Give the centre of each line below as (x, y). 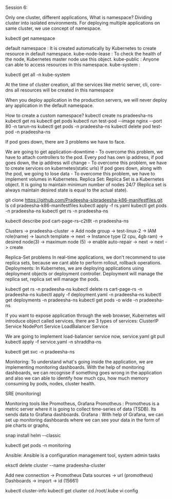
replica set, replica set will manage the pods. (53, 279)
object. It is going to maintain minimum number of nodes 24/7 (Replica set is (86, 184)
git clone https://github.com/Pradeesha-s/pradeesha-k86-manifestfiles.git (84, 200)
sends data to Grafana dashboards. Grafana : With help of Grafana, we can (84, 414)
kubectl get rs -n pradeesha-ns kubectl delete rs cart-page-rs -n (74, 289)
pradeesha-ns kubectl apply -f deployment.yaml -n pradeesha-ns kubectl (83, 295)
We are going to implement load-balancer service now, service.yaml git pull (85, 336)
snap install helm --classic (33, 435)
